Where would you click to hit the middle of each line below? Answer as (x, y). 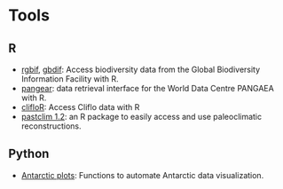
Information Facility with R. (70, 79)
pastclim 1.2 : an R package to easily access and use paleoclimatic (141, 117)
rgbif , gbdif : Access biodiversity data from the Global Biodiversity (141, 69)
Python (29, 154)
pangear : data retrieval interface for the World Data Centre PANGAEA (147, 88)
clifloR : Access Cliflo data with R (80, 107)
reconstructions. (51, 126)
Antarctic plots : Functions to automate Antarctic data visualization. (142, 175)
